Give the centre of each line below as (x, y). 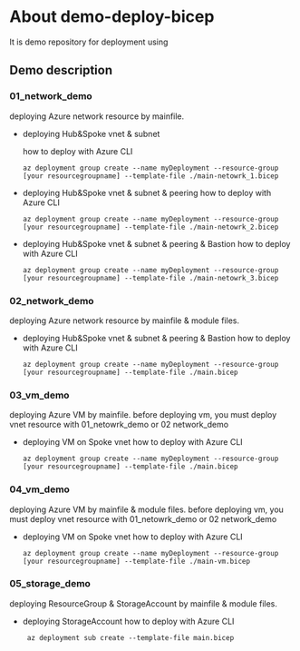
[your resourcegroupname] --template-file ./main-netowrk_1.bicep (150, 176)
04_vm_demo (40, 489)
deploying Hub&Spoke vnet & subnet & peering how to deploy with (147, 192)
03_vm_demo (39, 395)
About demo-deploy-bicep (112, 17)
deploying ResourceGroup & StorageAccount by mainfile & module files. (144, 603)
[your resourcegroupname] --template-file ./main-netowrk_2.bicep (150, 227)
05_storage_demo (50, 584)
